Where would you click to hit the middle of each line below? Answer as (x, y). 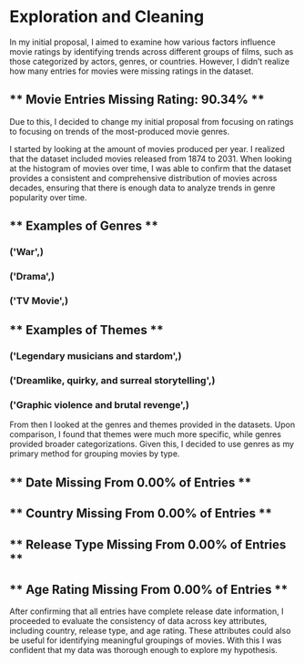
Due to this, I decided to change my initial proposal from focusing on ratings (152, 121)
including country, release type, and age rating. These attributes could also (150, 631)
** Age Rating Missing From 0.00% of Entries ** (149, 590)
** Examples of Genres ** (84, 226)
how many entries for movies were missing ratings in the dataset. (132, 71)
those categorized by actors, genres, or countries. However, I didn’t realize (149, 61)
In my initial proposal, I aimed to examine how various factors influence (142, 42)
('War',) (26, 252)
